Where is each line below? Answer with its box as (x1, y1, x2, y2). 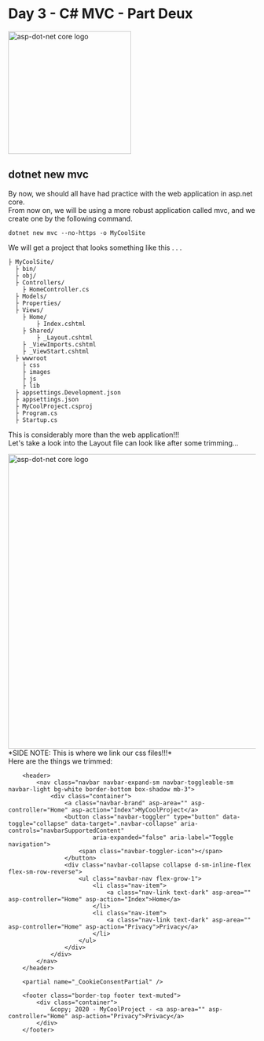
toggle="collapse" (8, 819, 68, 827)
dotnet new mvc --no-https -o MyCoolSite (8, 229, 146, 236)
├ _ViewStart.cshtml (22, 347, 90, 355)
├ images (22, 368, 51, 376)
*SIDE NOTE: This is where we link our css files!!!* (8, 748, 173, 757)
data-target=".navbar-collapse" (71, 819, 178, 827)
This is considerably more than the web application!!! (8, 430, 179, 439)
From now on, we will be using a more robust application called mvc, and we (8, 205, 255, 214)
